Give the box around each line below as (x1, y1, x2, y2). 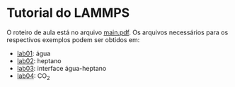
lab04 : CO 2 (16, 72, 50, 81)
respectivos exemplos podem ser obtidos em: (6, 35, 140, 43)
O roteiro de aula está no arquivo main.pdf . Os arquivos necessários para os (6, 28, 229, 36)
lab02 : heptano (16, 56, 62, 65)
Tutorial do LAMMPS (6, 5, 130, 21)
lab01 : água (16, 49, 51, 58)
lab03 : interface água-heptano (16, 64, 107, 72)
